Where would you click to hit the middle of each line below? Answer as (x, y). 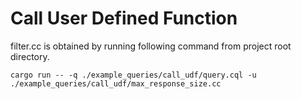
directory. (30, 56)
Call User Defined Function (124, 18)
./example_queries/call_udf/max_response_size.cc (116, 83)
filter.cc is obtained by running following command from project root (151, 46)
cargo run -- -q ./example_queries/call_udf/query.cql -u (133, 75)
